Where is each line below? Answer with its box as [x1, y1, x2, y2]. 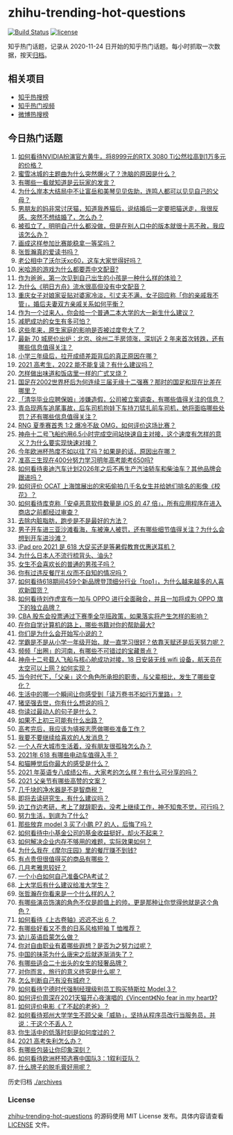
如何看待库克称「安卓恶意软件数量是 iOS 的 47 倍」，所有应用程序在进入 [17, 499, 222, 507]
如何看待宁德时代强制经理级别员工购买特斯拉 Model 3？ [17, 984, 178, 993]
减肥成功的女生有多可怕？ [17, 317, 92, 325]
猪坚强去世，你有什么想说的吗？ [17, 699, 110, 707]
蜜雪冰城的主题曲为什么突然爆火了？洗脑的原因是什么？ [17, 169, 176, 178]
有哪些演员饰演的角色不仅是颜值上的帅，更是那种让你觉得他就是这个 [17, 898, 213, 906]
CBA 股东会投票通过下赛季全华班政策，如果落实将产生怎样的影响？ [17, 612, 209, 620]
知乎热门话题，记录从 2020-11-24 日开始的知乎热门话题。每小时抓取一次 [8, 42, 214, 50]
